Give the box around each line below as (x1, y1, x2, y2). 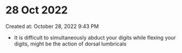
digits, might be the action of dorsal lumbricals (14, 40, 127, 47)
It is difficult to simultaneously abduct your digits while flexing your (14, 34, 176, 41)
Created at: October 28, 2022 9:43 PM (5, 23, 99, 30)
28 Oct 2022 (5, 3, 68, 17)
